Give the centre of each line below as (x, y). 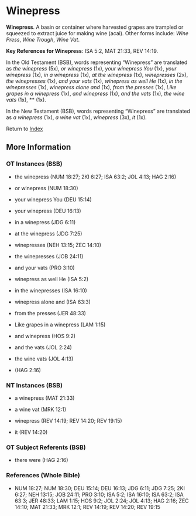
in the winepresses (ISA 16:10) (51, 290)
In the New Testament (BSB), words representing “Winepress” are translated (98, 111)
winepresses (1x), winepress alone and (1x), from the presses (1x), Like (91, 87)
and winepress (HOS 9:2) (45, 336)
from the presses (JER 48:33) (50, 313)
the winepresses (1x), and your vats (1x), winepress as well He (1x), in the (94, 81)
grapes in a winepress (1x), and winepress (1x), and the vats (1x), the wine (95, 93)
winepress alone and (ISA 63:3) (52, 302)
